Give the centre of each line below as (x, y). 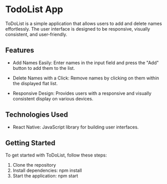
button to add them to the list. (44, 68)
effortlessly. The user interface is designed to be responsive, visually (78, 29)
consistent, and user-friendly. (36, 34)
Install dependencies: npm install (47, 170)
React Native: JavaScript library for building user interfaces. (76, 127)
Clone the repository (34, 165)
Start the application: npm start (45, 176)
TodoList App (34, 9)
